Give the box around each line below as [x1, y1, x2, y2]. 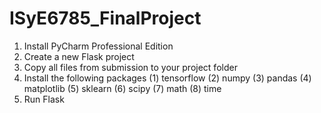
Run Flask [23, 93, 65, 105]
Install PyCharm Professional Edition [23, 40, 174, 52]
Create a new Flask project [23, 50, 135, 62]
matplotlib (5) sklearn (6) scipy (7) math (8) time [23, 82, 222, 94]
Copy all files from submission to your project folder [23, 61, 238, 73]
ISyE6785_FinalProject [9, 7, 202, 30]
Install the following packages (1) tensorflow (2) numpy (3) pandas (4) [23, 72, 312, 84]
